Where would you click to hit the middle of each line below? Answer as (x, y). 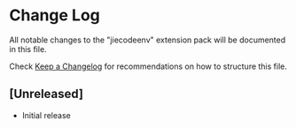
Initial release (46, 115)
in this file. (28, 49)
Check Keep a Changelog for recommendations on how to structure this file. (148, 66)
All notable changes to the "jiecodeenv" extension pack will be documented (148, 40)
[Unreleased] (47, 94)
